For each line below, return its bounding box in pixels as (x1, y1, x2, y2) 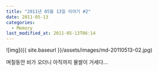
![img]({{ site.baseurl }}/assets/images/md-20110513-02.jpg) (6, 46, 153, 53)
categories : (6, 19, 35, 25)
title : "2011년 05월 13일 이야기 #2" (6, 8, 91, 15)
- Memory (11, 25, 33, 31)
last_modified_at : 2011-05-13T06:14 (6, 31, 96, 36)
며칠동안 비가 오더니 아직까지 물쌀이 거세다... (6, 59, 108, 66)
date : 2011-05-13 (6, 14, 49, 20)
